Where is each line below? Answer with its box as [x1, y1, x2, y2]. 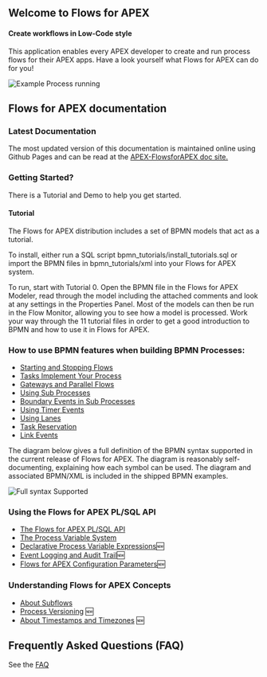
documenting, [8, 463, 54, 472]
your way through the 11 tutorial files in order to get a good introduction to [8, 316, 249, 326]
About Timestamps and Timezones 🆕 [19, 615, 145, 624]
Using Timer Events [19, 405, 85, 415]
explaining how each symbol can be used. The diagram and [55, 463, 252, 472]
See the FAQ [8, 660, 49, 670]
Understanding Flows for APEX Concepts [8, 580, 171, 591]
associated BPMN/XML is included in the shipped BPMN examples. [8, 472, 229, 481]
